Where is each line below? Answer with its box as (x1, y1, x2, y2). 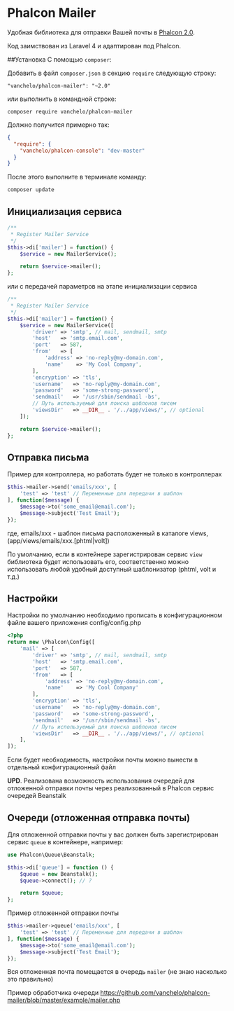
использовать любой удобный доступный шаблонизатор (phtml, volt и (7, 565, 217, 573)
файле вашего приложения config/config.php (7, 619, 142, 627)
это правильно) (7, 975, 54, 984)
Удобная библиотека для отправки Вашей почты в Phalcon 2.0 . (7, 28, 196, 36)
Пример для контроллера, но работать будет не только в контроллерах (7, 470, 222, 479)
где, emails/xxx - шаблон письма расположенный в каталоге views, (7, 529, 209, 537)
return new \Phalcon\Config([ (7, 639, 96, 646)
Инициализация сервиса (7, 205, 122, 218)
